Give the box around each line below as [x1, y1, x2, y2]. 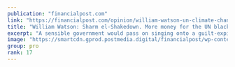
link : [7, 17, 23, 24]
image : [7, 36, 27, 43]
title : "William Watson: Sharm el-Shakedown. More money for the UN [7, 23, 211, 30]
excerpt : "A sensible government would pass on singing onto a [7, 29, 196, 37]
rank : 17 [7, 50, 33, 57]
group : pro [7, 43, 39, 50]
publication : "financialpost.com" [7, 10, 108, 17]
